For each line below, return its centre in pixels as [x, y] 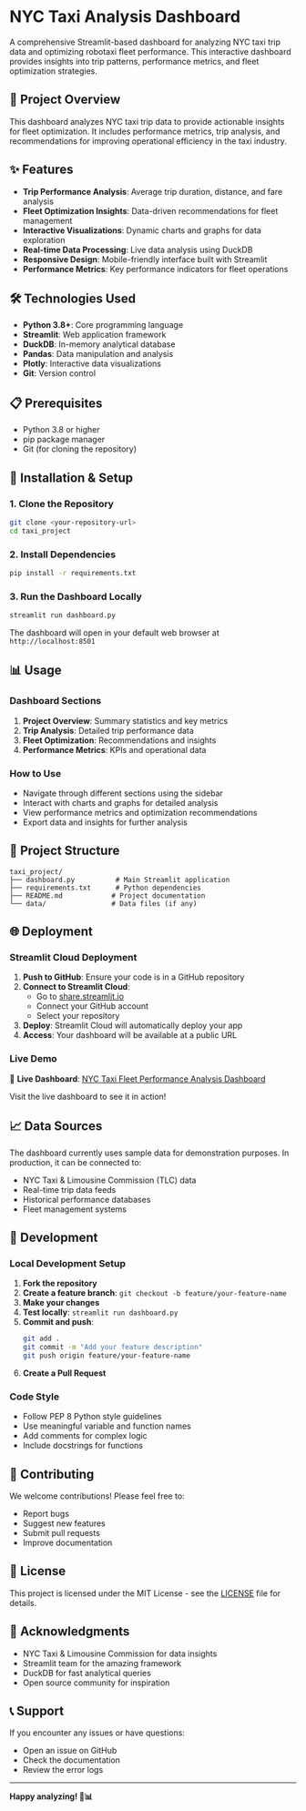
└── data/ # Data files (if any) [103, 903]
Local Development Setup [67, 1263]
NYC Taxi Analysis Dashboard [125, 17]
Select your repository [78, 1016]
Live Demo [33, 1059]
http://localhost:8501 [52, 641]
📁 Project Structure [65, 851]
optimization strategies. [54, 71]
